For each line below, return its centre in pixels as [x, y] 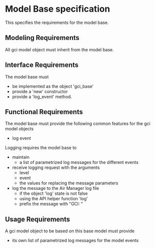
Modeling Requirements [42, 38]
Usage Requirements [38, 219]
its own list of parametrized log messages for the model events [75, 241]
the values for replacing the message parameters [69, 183]
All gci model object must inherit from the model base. [59, 49]
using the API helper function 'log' [54, 199]
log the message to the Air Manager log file [55, 188]
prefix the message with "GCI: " [51, 204]
